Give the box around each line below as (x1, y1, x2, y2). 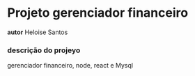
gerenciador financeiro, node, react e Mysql (7, 61, 134, 70)
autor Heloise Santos (7, 28, 68, 36)
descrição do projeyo (7, 45, 81, 55)
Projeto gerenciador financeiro (7, 5, 189, 21)
